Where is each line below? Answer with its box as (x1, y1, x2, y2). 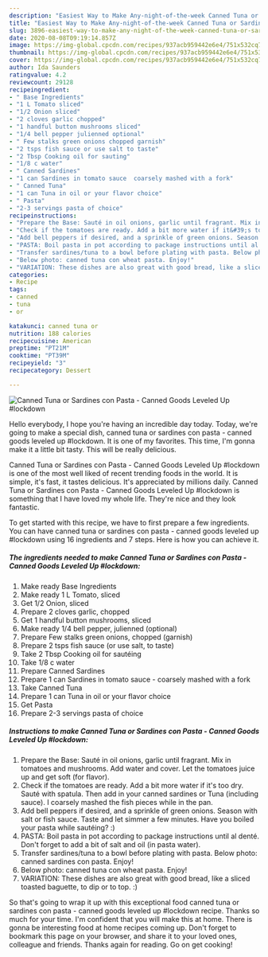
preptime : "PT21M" (9, 344, 70, 353)
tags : (9, 286, 27, 294)
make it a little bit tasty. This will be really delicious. (9, 444, 177, 454)
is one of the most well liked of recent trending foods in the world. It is (9, 468, 239, 478)
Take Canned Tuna (20, 682, 83, 693)
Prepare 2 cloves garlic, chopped (20, 607, 130, 616)
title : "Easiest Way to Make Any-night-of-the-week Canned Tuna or (9, 19, 238, 27)
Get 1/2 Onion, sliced (20, 598, 90, 607)
